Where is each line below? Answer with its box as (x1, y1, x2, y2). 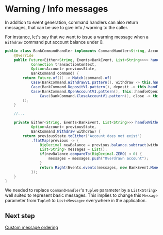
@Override (14, 53, 34, 58)
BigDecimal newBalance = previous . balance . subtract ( (39, 142, 149, 147)
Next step (5, 212, 35, 220)
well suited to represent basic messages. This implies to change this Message (5, 192, 158, 198)
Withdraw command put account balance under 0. (5, 39, 104, 45)
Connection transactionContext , (31, 62, 97, 67)
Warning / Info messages (5, 3, 108, 15)
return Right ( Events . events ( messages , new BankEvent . (39, 165, 151, 170)
